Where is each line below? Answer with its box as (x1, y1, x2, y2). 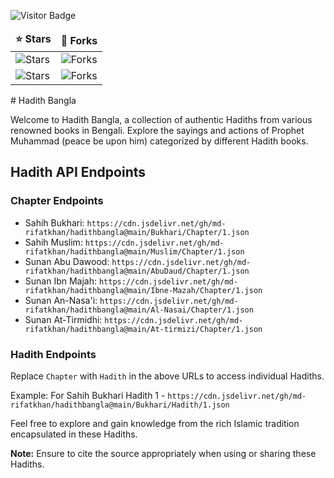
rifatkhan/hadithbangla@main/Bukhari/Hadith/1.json (10, 400, 230, 410)
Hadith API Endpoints (10, 164, 146, 181)
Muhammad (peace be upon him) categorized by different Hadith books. (10, 135, 309, 147)
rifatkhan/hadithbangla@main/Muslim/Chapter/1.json (24, 246, 245, 257)
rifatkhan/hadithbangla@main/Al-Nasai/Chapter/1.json (24, 305, 254, 315)
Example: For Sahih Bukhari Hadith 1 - (10, 389, 166, 401)
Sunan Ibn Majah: (24, 275, 98, 287)
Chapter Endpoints (10, 194, 104, 208)
